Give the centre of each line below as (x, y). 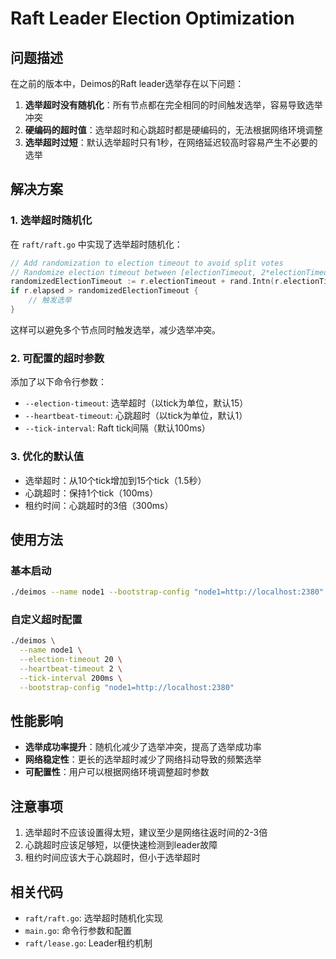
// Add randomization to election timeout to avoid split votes (147, 263)
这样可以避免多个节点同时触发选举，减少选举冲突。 (115, 329)
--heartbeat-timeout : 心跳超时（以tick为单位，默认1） (136, 416)
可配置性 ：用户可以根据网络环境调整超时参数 (117, 772)
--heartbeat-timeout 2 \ (71, 669)
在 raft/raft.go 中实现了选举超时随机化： (96, 244)
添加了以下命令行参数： (58, 382)
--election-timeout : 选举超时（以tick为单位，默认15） (136, 403)
